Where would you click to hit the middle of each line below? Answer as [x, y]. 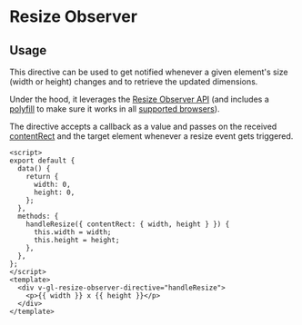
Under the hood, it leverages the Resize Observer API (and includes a [140, 99]
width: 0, [52, 184]
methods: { [38, 216]
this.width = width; [72, 232]
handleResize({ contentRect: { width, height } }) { [128, 224]
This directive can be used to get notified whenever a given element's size [149, 72]
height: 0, [54, 192]
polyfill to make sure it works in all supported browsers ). [115, 109]
